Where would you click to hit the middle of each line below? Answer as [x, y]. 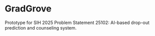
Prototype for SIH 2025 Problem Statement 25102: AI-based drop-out [77, 22]
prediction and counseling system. [41, 27]
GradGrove [28, 9]
